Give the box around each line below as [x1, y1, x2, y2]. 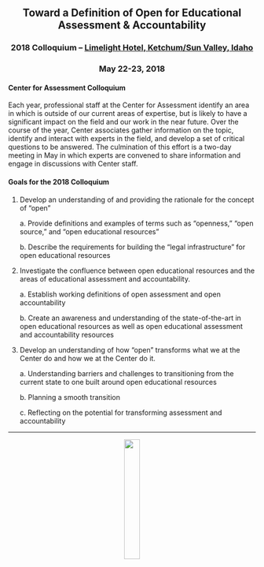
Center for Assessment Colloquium [8, 83, 126, 92]
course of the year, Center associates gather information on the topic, [8, 125, 234, 135]
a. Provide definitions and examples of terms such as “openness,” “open [19, 218, 254, 228]
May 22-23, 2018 [98, 63, 166, 74]
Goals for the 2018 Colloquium [8, 177, 110, 187]
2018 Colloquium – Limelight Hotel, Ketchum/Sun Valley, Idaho [10, 43, 254, 54]
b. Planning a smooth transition [19, 392, 120, 401]
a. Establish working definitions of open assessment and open [19, 289, 222, 299]
